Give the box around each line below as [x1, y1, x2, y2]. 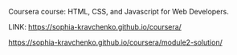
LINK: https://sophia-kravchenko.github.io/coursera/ [8, 22, 182, 31]
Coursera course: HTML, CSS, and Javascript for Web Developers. [8, 7, 229, 16]
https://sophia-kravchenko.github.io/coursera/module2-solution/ [8, 37, 223, 47]
